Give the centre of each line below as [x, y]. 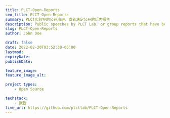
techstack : [17, 98]
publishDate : [19, 61]
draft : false [19, 43]
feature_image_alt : [26, 75]
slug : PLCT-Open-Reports [31, 29]
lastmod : [14, 52]
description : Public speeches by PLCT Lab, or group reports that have [82, 24]
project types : [21, 85]
